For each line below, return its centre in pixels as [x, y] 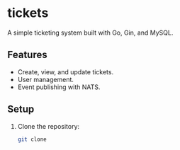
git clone [32, 139]
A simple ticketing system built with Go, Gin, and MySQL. [90, 33]
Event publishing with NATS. [59, 87]
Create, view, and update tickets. [66, 71]
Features [27, 55]
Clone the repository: [49, 126]
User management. [46, 79]
